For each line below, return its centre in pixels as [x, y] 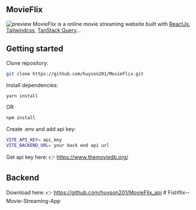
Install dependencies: [32, 85]
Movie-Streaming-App [33, 201]
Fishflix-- [179, 192]
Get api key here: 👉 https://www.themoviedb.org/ [67, 157]
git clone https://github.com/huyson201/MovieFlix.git [75, 74]
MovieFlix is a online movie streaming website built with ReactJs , [112, 24]
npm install [21, 118]
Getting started [35, 49]
